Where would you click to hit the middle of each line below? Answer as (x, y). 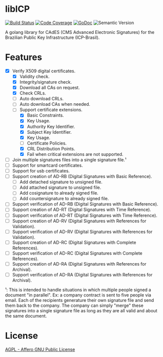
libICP (17, 9)
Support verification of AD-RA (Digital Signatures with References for (82, 274)
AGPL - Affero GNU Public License (40, 349)
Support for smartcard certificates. (48, 165)
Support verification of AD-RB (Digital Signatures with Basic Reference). (85, 204)
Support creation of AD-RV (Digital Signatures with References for (79, 221)
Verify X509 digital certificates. (44, 71)
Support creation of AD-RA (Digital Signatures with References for (79, 264)
